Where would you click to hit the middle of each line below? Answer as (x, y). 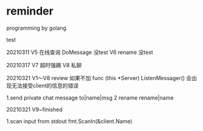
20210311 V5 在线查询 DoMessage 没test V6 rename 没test (80, 52)
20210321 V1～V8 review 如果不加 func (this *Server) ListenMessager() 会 (99, 78)
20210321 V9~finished (34, 109)
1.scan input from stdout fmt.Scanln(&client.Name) (69, 121)
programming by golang (36, 28)
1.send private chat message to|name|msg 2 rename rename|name (90, 98)
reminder (30, 11)
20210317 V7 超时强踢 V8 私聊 (44, 65)
